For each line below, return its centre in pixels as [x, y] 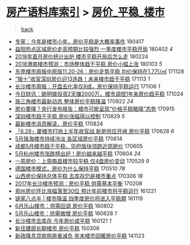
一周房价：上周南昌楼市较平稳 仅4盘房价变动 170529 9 [82, 161]
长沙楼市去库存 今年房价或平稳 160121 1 [63, 220]
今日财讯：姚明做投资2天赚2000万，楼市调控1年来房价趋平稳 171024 [99, 94]
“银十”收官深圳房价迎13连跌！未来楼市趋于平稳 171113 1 [82, 79]
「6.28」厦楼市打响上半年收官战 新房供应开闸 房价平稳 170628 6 [94, 131]
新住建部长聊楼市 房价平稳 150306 [57, 228]
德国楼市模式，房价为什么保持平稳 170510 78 [70, 169]
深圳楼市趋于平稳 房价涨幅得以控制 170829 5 [70, 116]
